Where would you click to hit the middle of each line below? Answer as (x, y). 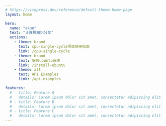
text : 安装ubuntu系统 (39, 60)
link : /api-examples (40, 79)
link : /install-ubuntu (42, 65)
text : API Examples (38, 74)
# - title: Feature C (32, 111)
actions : (19, 37)
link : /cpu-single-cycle (44, 51)
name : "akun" (23, 28)
